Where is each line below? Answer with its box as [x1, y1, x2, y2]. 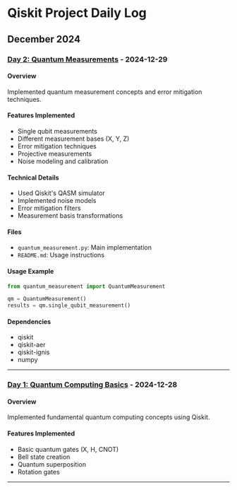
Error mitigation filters [17, 204, 81, 213]
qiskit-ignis [17, 348, 50, 356]
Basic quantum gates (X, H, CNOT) [17, 445, 119, 453]
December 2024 [7, 33, 81, 45]
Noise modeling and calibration [17, 157, 109, 165]
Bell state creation [17, 453, 71, 461]
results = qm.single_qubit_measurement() [7, 302, 131, 309]
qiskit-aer [17, 341, 46, 349]
